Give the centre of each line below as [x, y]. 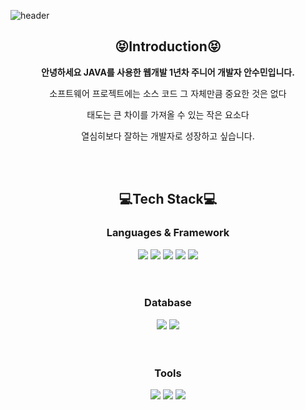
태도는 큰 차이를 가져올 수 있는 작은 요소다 [168, 114]
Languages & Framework [168, 233]
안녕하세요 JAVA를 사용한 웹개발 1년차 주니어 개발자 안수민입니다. [168, 72]
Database [168, 303]
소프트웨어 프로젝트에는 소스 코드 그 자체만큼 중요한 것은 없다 [168, 93]
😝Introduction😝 [168, 46]
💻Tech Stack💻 [168, 199]
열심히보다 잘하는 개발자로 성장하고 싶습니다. [168, 136]
